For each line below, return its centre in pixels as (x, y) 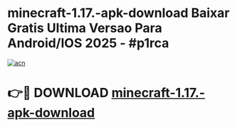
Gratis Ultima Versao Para (85, 28)
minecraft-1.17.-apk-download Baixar (118, 13)
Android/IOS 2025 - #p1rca (88, 43)
